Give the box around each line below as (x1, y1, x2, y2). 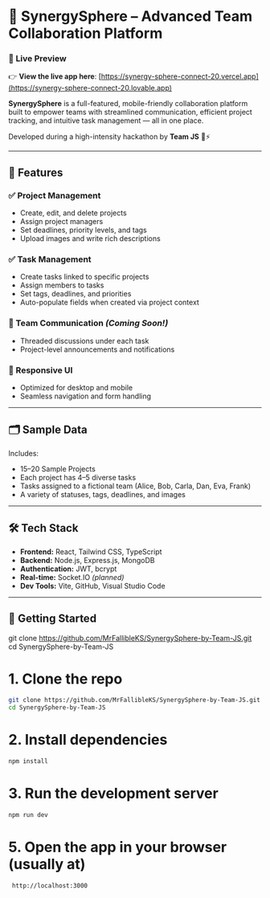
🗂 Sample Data (8, 423, 88, 437)
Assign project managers (19, 217, 104, 227)
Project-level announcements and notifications (19, 345, 175, 354)
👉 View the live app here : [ (8, 71, 102, 81)
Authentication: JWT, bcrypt (19, 564, 117, 573)
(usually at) (8, 855, 86, 873)
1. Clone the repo (8, 670, 123, 688)
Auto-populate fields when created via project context (19, 297, 199, 308)
